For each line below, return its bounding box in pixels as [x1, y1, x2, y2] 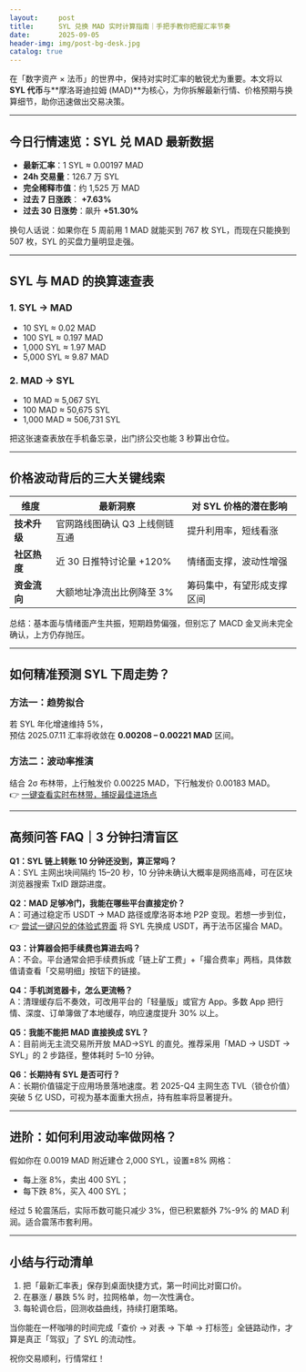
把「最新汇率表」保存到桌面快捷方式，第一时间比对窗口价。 [22, 1280, 247, 1291]
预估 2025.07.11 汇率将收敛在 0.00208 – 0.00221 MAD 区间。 [9, 730, 240, 741]
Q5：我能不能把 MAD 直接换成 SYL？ [9, 1026, 149, 1038]
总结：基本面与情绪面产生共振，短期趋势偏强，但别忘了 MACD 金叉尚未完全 [9, 617, 294, 628]
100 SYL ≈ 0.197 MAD [22, 331, 104, 342]
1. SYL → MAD [9, 301, 73, 314]
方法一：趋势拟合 [9, 696, 85, 709]
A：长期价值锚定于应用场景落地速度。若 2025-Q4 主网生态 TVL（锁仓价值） [9, 1080, 295, 1091]
